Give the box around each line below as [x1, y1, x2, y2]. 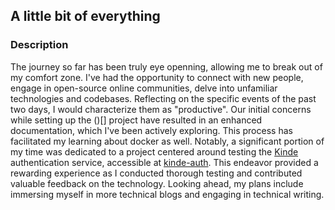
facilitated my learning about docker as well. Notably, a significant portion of [10, 135, 325, 147]
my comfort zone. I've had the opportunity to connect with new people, [10, 71, 304, 83]
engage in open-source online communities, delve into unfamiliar [10, 82, 278, 94]
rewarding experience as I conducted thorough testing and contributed [10, 167, 303, 179]
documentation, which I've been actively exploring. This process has [10, 124, 293, 136]
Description [10, 38, 69, 52]
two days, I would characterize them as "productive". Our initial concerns [10, 103, 312, 115]
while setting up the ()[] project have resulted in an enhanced [10, 114, 263, 126]
